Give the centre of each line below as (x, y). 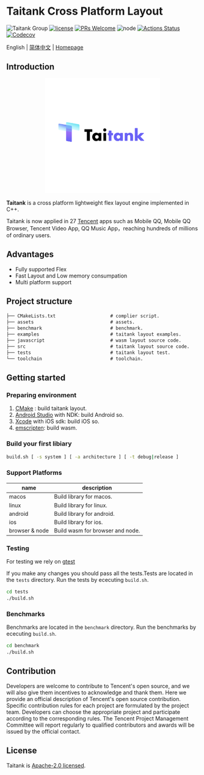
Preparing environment (42, 395)
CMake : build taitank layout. (51, 408)
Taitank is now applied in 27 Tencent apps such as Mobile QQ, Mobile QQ (99, 221)
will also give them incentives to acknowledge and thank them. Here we (97, 692)
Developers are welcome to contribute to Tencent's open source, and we (98, 686)
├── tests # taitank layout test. (89, 353)
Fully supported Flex (41, 269)
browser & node (29, 531)
